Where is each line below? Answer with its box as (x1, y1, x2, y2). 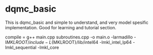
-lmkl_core (38, 44, 59, 50)
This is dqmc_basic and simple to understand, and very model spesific (5, 19, 149, 25)
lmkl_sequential (5, 44, 37, 50)
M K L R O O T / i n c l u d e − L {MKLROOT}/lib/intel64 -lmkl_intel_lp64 (6, 39, 132, 45)
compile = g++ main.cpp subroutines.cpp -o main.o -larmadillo (5, 34, 133, 40)
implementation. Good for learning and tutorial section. (5, 24, 116, 30)
